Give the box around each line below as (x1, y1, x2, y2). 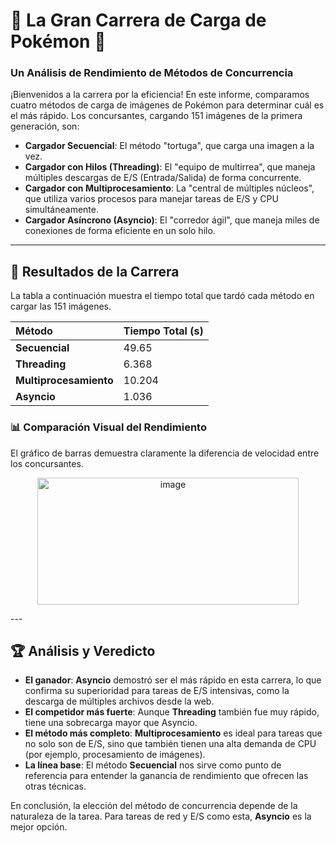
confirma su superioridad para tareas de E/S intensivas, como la (24, 685, 290, 697)
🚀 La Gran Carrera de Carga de (10, 9, 267, 32)
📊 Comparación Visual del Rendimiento (10, 420, 207, 434)
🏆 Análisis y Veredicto (10, 642, 156, 659)
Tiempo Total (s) (123, 324, 204, 338)
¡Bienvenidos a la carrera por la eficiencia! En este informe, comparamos (10, 89, 310, 101)
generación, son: (10, 120, 80, 133)
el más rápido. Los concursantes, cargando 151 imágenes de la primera (10, 110, 303, 122)
